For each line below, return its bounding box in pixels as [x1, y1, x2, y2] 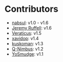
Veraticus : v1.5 [11, 30, 42, 36]
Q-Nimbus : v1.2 [11, 46, 44, 52]
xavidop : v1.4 [11, 35, 39, 41]
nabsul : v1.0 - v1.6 [11, 20, 49, 26]
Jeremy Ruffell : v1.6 [11, 25, 52, 31]
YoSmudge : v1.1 [11, 51, 44, 57]
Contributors [4, 3, 59, 15]
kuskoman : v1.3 [11, 40, 44, 46]
